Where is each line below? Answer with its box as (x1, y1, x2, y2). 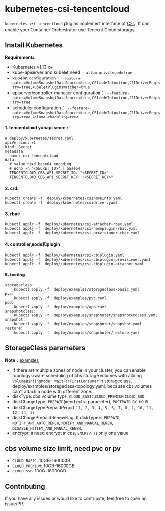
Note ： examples (5, 357, 39, 363)
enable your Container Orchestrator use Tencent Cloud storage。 (5, 26, 138, 33)
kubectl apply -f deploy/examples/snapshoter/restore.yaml (14, 330, 140, 335)
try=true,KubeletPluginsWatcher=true (12, 85, 90, 90)
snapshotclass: (5, 309, 36, 314)
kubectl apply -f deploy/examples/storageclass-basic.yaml (14, 287, 140, 292)
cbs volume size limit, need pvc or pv (5, 444, 121, 453)
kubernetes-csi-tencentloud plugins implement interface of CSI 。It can (5, 20, 150, 26)
